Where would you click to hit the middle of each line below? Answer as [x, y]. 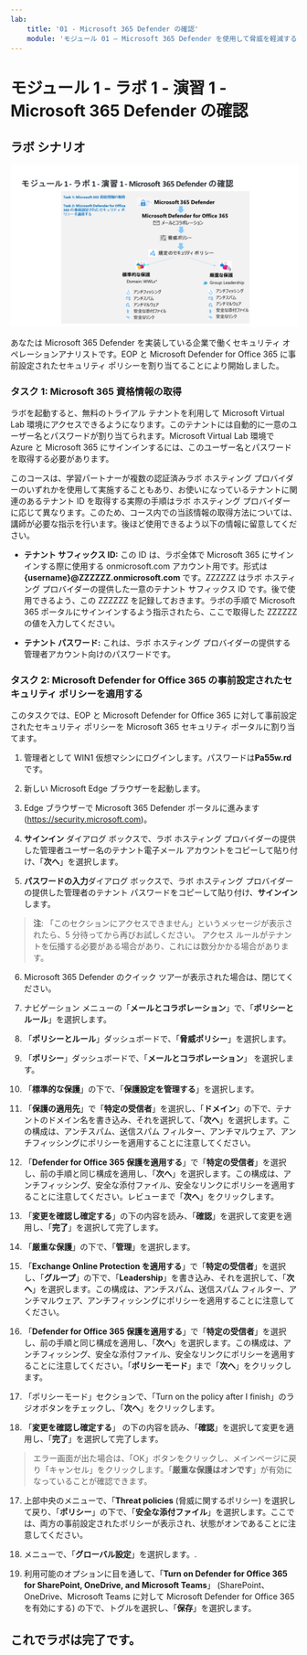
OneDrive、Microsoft [64, 1596]
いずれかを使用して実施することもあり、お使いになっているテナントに [158, 490]
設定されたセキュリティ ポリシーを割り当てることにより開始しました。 [151, 365]
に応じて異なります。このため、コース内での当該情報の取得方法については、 [154, 513]
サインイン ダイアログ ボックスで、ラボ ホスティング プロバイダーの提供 [159, 839]
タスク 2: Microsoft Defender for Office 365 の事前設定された [147, 680]
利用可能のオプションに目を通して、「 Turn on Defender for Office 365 [155, 1574]
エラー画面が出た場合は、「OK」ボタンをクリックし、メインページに [160, 1458]
